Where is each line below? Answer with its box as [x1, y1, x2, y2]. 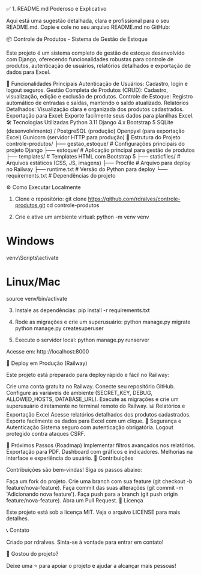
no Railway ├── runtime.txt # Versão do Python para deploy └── [6, 166, 168, 173]
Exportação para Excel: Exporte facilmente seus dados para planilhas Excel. [6, 112, 194, 119]
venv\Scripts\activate [6, 254, 59, 261]
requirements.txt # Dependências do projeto [6, 172, 116, 179]
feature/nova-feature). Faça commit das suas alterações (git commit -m [6, 484, 184, 491]
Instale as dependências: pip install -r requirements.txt [14, 306, 150, 314]
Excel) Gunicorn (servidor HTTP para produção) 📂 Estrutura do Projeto [6, 134, 181, 140]
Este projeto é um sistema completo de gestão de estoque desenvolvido [6, 49, 185, 56]
